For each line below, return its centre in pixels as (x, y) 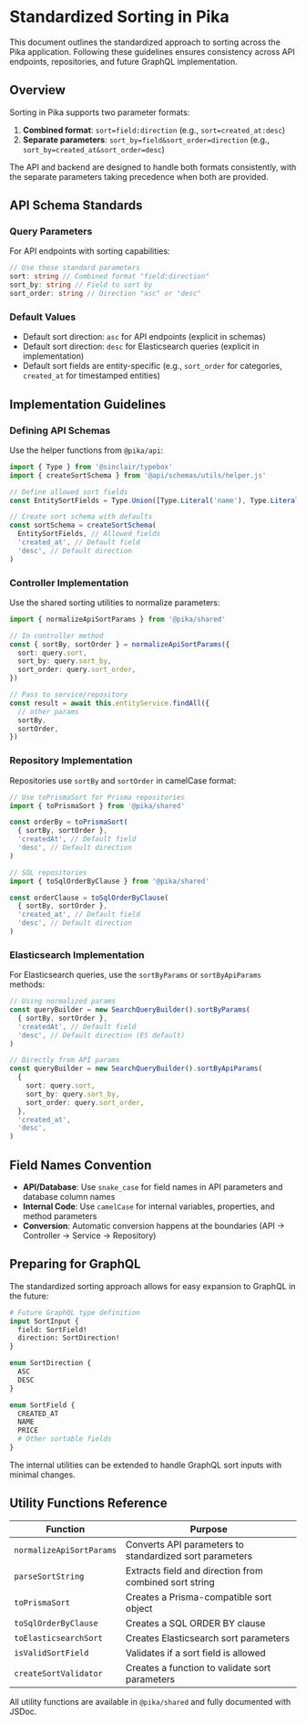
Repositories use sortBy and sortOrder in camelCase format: (123, 780)
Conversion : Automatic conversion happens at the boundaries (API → (153, 1226)
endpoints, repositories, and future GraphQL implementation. (124, 61)
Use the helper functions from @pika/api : (87, 450)
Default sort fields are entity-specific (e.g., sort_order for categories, (152, 366)
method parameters (60, 1216)
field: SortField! (53, 1330)
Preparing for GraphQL (75, 1264)
